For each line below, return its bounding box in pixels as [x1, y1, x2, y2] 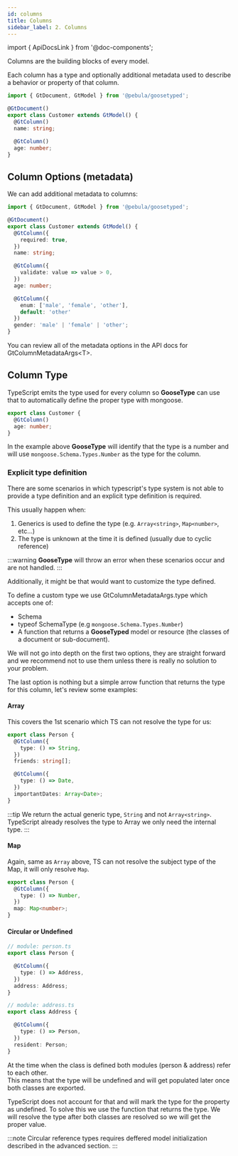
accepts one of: [7, 598, 53, 607]
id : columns [7, 10, 43, 18]
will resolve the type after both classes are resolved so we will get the [7, 1113, 212, 1121]
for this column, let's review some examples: [7, 685, 138, 693]
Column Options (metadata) [7, 170, 134, 182]
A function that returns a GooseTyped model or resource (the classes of [17, 627, 229, 636]
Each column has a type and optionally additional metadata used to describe [7, 71, 232, 79]
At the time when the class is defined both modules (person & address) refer [7, 1060, 231, 1069]
